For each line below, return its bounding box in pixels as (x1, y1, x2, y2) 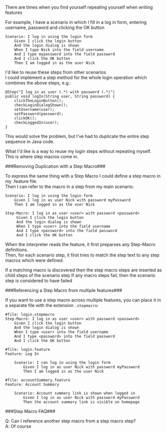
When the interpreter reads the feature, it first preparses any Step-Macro (5, 241, 156, 247)
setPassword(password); (14, 111, 64, 116)
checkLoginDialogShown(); (14, 102, 68, 107)
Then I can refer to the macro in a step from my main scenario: (5, 183, 134, 189)
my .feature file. (5, 178, 37, 184)
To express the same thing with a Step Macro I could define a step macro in (5, 173, 161, 179)
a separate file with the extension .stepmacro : (5, 302, 98, 308)
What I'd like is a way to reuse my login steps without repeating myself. (5, 148, 151, 154)
